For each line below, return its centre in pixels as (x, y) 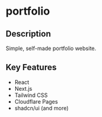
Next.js (23, 88)
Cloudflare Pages (36, 101)
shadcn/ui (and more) (42, 108)
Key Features (31, 67)
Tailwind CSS (31, 95)
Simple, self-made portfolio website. (51, 48)
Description (28, 34)
